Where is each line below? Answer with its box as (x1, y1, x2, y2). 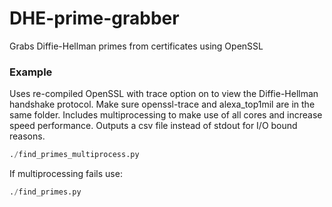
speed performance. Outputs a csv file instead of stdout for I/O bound (9, 120, 298, 132)
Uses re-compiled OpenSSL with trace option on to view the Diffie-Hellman (9, 88, 319, 100)
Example (9, 65, 53, 79)
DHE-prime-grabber (9, 7, 180, 30)
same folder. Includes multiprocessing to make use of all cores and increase (9, 109, 323, 121)
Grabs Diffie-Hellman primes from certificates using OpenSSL (9, 40, 264, 52)
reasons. (9, 130, 46, 142)
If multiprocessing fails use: (9, 168, 123, 180)
